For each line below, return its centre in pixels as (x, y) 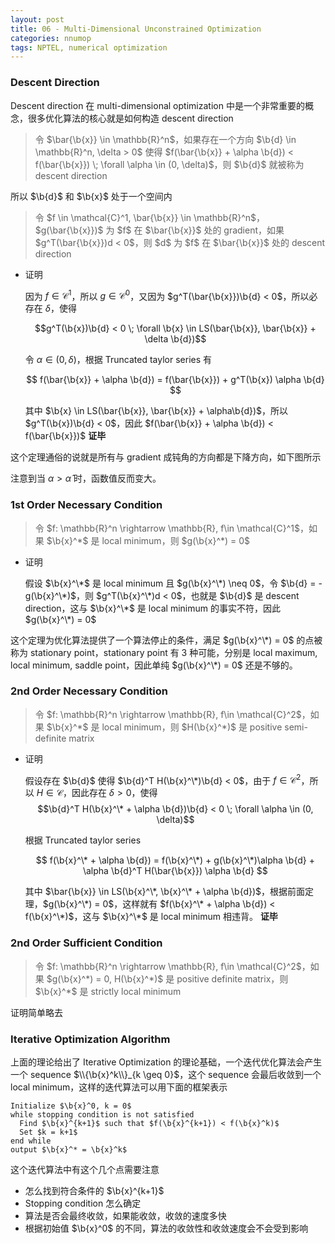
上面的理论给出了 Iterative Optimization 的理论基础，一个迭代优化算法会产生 (166, 1062)
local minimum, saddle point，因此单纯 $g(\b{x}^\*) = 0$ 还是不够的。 (154, 665)
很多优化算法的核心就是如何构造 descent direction (130, 118)
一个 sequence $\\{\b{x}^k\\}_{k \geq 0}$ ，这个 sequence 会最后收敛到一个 (166, 1075)
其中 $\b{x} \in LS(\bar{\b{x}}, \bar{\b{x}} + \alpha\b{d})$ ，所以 (156, 411)
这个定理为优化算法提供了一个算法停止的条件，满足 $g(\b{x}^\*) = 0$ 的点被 (166, 640)
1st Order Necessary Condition (86, 505)
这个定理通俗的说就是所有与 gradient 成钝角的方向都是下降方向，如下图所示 (166, 457)
